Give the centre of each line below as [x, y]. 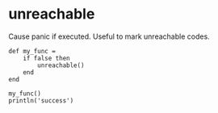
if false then [46, 58]
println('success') [41, 100]
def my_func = [32, 51]
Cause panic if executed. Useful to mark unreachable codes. [109, 36]
